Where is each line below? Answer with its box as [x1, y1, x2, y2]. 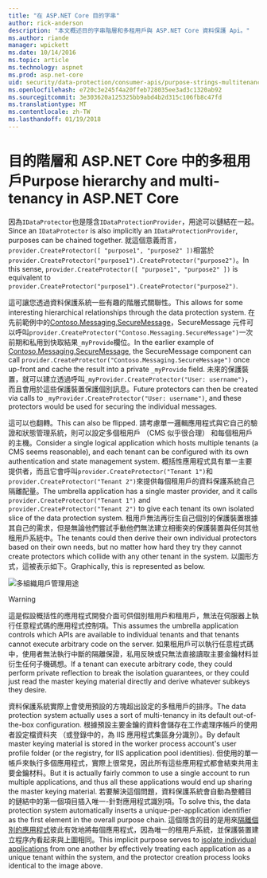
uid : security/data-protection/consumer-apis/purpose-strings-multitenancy [8, 78, 265, 86]
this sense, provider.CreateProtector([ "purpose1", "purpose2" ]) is [8, 264, 238, 273]
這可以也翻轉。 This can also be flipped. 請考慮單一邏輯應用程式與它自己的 [8, 417, 251, 427]
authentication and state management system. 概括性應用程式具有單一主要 [8, 456, 253, 466]
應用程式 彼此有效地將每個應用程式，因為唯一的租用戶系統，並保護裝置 [21, 825, 252, 834]
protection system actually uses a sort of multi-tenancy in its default [8, 710, 231, 719]
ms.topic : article [8, 57, 69, 65]
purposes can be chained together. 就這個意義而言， [8, 235, 181, 245]
